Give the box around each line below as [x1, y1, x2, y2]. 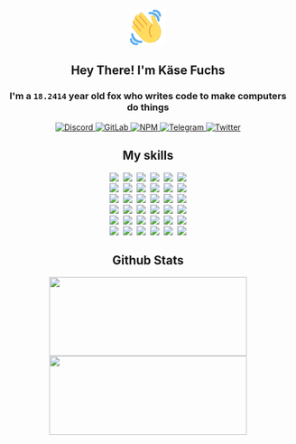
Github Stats [112, 253, 184, 268]
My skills [122, 148, 174, 163]
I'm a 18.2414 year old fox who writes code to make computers [9, 90, 287, 103]
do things [126, 101, 170, 114]
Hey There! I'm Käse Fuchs [70, 63, 226, 79]
